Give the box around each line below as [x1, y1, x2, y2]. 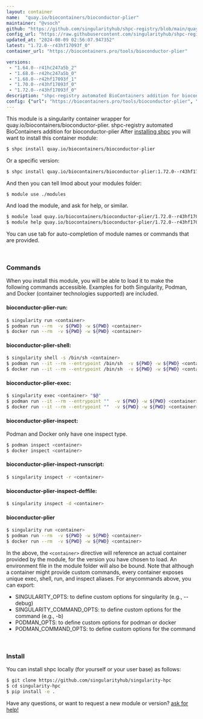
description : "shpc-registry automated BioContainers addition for [6, 93, 180, 99]
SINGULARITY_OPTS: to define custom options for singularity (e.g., [14, 593, 182, 600]
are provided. [6, 237, 40, 244]
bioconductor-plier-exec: [6, 379, 71, 387]
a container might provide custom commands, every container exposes [6, 569, 184, 576]
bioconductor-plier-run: [6, 304, 68, 311]
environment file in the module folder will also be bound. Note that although [6, 562, 195, 569]
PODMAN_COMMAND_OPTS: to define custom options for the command [14, 625, 196, 632]
